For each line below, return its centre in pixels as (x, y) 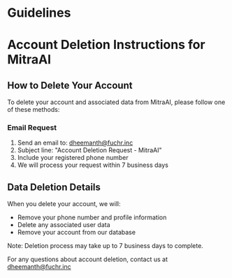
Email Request (32, 128)
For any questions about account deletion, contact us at (87, 259)
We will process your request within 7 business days (93, 165)
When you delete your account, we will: (64, 204)
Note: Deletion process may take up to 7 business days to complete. (106, 246)
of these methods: (34, 110)
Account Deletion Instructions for (106, 45)
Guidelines (39, 13)
